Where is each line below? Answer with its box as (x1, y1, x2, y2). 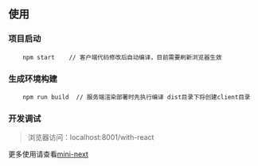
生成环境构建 (8, 73, 58, 84)
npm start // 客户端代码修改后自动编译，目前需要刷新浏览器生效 (22, 53, 222, 61)
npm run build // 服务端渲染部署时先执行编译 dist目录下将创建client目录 (22, 93, 251, 101)
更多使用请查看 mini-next (8, 149, 89, 159)
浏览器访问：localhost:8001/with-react (27, 133, 154, 142)
